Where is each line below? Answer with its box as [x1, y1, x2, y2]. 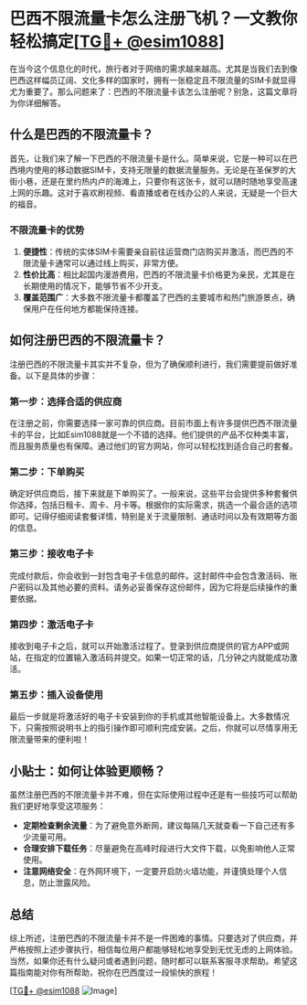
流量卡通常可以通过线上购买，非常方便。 [30, 258, 184, 269]
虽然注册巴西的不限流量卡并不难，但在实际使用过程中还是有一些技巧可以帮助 [9, 789, 298, 800]
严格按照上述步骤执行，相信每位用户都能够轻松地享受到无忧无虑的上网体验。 [9, 944, 298, 955]
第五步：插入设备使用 [9, 688, 103, 700]
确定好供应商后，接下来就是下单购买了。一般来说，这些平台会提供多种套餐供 [9, 488, 298, 499]
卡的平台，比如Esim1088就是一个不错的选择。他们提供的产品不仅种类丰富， [9, 429, 294, 440]
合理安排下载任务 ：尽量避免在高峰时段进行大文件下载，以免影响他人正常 [22, 843, 295, 854]
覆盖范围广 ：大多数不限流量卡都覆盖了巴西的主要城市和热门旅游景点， [22, 292, 288, 303]
